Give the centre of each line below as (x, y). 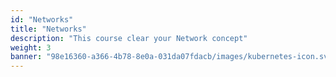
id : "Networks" (42, 19)
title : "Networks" (48, 29)
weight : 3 (31, 47)
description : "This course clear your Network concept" (129, 38)
